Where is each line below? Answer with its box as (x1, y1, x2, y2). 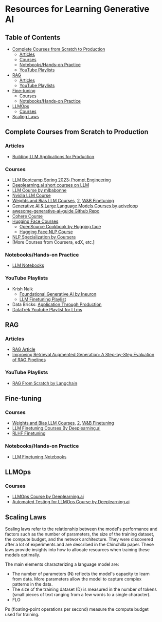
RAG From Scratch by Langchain (12, 380, 78, 386)
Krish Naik (12, 286, 33, 292)
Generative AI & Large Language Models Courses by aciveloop (12, 203, 138, 209)
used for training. (5, 612, 40, 618)
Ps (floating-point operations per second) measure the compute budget (5, 606, 149, 612)
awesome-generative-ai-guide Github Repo (12, 208, 100, 214)
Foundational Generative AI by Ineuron (19, 291, 96, 297)
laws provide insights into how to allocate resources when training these (5, 547, 150, 553)
